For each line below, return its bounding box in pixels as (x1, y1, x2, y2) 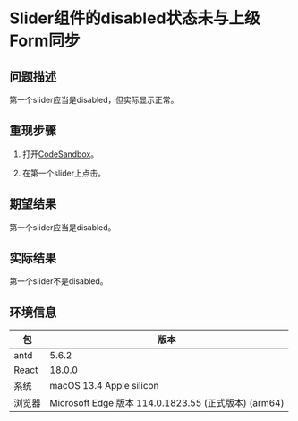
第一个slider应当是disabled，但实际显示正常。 (9, 95, 179, 105)
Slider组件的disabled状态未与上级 (9, 8, 260, 29)
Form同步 (9, 30, 81, 51)
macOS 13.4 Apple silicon (49, 380, 159, 392)
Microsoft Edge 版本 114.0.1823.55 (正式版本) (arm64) (49, 397, 285, 409)
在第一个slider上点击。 (21, 168, 106, 178)
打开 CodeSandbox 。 (21, 149, 99, 159)
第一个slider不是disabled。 (9, 276, 109, 287)
